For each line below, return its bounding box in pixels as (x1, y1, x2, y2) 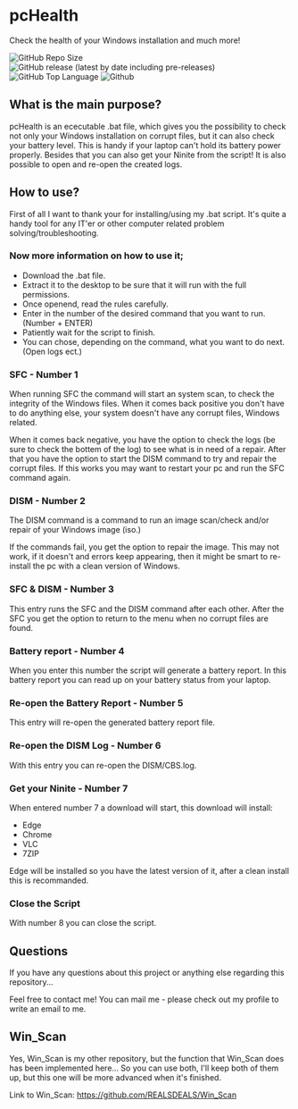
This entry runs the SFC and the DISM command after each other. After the (9, 603, 285, 614)
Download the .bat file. (21, 270, 106, 281)
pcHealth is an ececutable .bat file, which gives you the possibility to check (9, 121, 286, 131)
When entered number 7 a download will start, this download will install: (9, 802, 274, 813)
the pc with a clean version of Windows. (32, 560, 180, 572)
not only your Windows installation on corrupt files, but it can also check (9, 130, 275, 141)
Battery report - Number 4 (9, 644, 125, 657)
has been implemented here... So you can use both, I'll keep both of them (9, 1063, 279, 1073)
